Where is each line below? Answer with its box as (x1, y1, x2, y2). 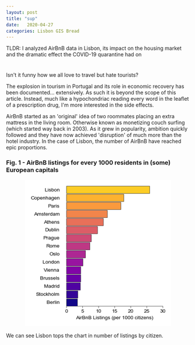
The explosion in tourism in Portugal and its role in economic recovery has (6, 83, 184, 90)
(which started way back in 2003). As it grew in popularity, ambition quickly (6, 125, 188, 132)
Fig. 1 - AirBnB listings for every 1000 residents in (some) (6, 159, 171, 167)
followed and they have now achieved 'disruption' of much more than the (6, 132, 182, 139)
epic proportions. (6, 144, 48, 151)
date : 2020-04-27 (6, 22, 54, 28)
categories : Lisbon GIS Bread (6, 28, 80, 34)
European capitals (6, 166, 59, 174)
